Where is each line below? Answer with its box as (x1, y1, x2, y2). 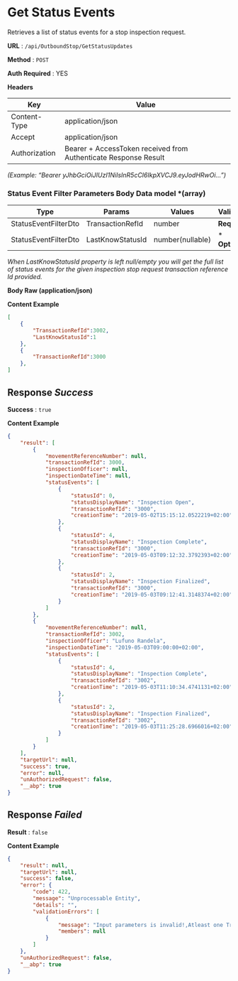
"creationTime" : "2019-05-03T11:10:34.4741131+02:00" (70, 683, 233, 691)
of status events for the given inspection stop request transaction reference (7, 265, 229, 273)
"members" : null (57, 928, 106, 935)
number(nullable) (153, 235, 211, 245)
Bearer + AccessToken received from (64, 143, 188, 153)
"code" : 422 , (33, 889, 72, 896)
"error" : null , (20, 769, 65, 776)
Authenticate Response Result (64, 152, 165, 162)
